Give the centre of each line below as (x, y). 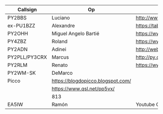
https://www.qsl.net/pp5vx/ (83, 89)
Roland (60, 41)
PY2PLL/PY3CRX (27, 57)
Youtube (145, 105)
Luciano (61, 18)
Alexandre (63, 25)
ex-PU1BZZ (21, 25)
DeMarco (62, 73)
